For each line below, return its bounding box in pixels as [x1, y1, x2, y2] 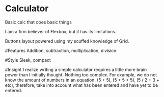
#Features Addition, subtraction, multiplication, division [5, 48, 117, 53]
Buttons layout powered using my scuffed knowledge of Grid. [5, 38, 129, 44]
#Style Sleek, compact [5, 57, 51, 63]
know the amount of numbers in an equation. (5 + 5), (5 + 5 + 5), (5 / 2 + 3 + [5, 77, 160, 83]
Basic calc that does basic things [5, 19, 72, 25]
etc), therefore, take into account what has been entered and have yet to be [5, 82, 158, 88]
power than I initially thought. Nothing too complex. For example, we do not [5, 72, 157, 77]
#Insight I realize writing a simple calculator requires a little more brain [5, 67, 147, 73]
